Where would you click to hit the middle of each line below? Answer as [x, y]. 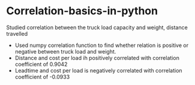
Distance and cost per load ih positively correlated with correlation [97, 58]
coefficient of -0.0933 [42, 77]
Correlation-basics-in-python [82, 11]
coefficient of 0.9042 [41, 64]
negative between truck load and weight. [65, 51]
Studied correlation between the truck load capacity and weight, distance [97, 27]
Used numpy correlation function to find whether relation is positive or [102, 45]
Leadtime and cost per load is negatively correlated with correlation [98, 70]
